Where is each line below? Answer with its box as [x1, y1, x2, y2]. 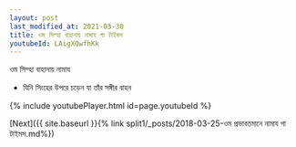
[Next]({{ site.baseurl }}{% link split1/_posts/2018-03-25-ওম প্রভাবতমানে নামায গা [9, 118, 287, 129]
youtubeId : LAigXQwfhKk [9, 38, 100, 48]
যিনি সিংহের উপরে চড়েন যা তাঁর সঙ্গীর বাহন [22, 82, 132, 93]
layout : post [9, 13, 59, 23]
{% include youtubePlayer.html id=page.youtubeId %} [9, 100, 212, 111]
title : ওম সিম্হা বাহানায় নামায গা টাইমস [9, 30, 123, 39]
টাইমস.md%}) [9, 129, 55, 140]
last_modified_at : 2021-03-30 [9, 22, 125, 31]
